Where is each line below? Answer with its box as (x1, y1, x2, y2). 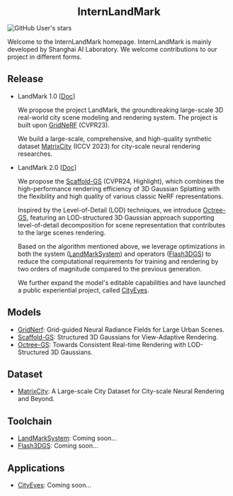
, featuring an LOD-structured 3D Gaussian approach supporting (26, 213, 215, 222)
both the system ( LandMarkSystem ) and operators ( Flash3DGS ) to (17, 249, 212, 258)
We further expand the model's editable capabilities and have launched (17, 278, 226, 287)
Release (7, 73, 44, 85)
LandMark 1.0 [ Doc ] (17, 91, 76, 100)
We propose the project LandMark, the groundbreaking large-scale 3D (17, 106, 224, 114)
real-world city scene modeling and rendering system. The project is (17, 113, 218, 121)
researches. (17, 150, 53, 158)
